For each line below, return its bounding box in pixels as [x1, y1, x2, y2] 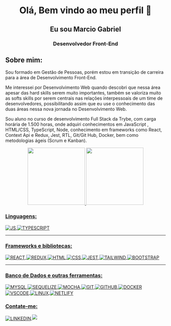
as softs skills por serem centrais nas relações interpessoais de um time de [5, 95, 163, 101]
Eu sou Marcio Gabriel [50, 25, 121, 34]
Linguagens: [5, 213, 37, 220]
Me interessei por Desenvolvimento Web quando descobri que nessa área [5, 84, 161, 91]
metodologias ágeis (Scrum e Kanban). [5, 137, 87, 144]
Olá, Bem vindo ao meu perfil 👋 [19, 5, 152, 16]
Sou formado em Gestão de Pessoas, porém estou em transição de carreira [5, 69, 164, 75]
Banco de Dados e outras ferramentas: [5, 272, 103, 279]
